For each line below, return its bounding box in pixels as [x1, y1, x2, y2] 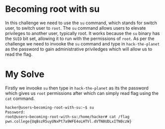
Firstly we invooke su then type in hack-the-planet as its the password [5, 85, 149, 91]
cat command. [5, 95, 35, 101]
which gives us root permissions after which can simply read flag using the [5, 90, 159, 96]
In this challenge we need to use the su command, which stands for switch [5, 20, 158, 26]
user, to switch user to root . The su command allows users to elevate [5, 25, 146, 31]
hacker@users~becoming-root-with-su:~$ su [5, 105, 94, 110]
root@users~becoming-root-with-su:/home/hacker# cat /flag [5, 114, 130, 119]
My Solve [5, 69, 45, 80]
